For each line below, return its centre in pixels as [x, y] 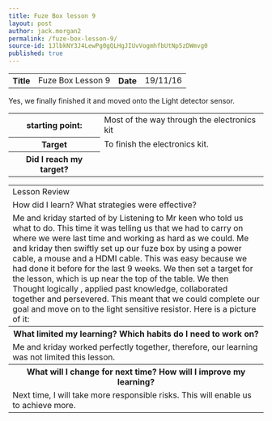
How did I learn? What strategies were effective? [104, 205]
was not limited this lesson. [64, 357]
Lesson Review [41, 191]
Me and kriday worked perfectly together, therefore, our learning [135, 347]
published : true [36, 53]
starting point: [54, 125]
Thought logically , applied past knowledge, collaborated [120, 288]
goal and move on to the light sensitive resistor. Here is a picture [134, 308]
